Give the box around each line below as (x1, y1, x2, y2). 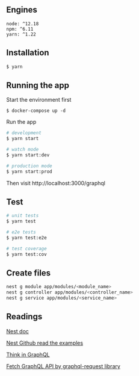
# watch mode (6, 147, 39, 153)
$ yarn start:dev (6, 152, 50, 158)
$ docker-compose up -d (6, 108, 66, 114)
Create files (6, 268, 51, 279)
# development (6, 130, 42, 136)
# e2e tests (6, 229, 36, 235)
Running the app (6, 80, 69, 90)
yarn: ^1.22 (6, 31, 36, 37)
